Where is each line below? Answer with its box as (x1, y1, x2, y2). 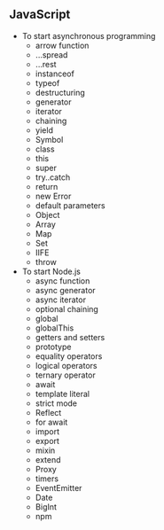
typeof (35, 77, 60, 88)
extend (35, 454, 61, 464)
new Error (35, 191, 72, 201)
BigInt (35, 501, 58, 512)
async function (35, 275, 90, 286)
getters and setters (35, 331, 105, 342)
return (35, 181, 59, 191)
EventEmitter (35, 482, 82, 493)
